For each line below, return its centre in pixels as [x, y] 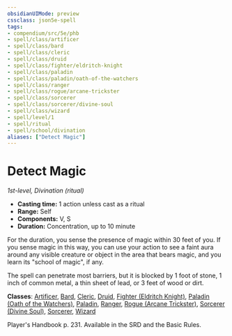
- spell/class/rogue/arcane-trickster [63, 91]
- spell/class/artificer [43, 40]
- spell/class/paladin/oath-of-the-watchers [73, 78]
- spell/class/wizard [39, 111]
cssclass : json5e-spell [42, 20]
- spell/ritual [29, 124]
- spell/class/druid [37, 59]
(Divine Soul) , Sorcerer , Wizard [52, 312]
